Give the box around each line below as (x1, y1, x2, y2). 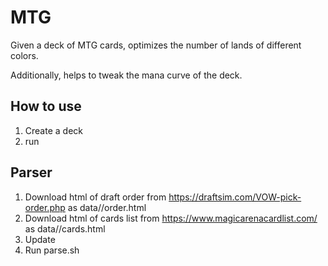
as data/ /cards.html (24, 222, 106, 235)
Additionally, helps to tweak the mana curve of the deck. (10, 69, 243, 81)
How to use (10, 98, 82, 115)
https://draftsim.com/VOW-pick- (168, 191, 302, 203)
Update (24, 233, 56, 245)
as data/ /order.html (67, 201, 147, 213)
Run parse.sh (24, 244, 80, 256)
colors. (10, 49, 39, 61)
